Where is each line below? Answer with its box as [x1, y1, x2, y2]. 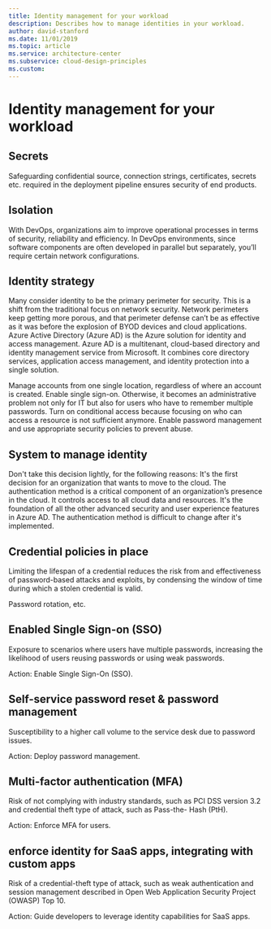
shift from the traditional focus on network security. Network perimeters [8, 304, 249, 314]
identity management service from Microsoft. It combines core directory [8, 347, 250, 358]
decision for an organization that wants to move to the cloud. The [8, 478, 226, 488]
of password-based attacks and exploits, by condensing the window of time [8, 575, 263, 584]
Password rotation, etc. [8, 600, 86, 608]
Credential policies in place [8, 544, 148, 558]
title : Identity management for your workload [8, 11, 169, 20]
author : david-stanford [8, 27, 89, 35]
